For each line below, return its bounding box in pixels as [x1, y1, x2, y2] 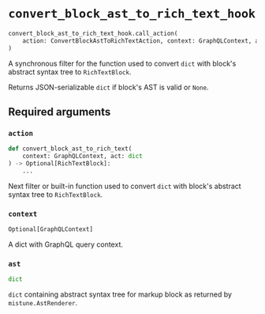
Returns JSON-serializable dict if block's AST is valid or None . [8, 82, 209, 92]
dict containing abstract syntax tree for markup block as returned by [8, 289, 233, 299]
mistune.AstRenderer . [8, 298, 78, 308]
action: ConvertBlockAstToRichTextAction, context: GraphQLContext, [22, 36, 252, 45]
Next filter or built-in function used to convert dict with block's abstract [8, 181, 242, 191]
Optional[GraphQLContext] [8, 225, 93, 233]
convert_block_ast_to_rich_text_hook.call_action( [8, 29, 178, 37]
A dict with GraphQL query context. [8, 240, 124, 249]
